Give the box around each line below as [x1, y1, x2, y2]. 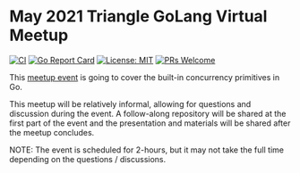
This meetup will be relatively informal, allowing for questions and [9, 98, 252, 109]
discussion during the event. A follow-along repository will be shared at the [9, 108, 287, 119]
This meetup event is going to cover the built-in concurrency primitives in [9, 71, 280, 82]
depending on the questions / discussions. [9, 153, 167, 164]
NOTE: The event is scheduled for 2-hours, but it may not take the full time [9, 144, 285, 155]
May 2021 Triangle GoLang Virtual [9, 6, 268, 27]
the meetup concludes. [9, 127, 95, 137]
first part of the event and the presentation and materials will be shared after [9, 118, 291, 128]
